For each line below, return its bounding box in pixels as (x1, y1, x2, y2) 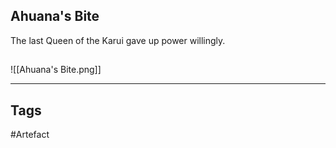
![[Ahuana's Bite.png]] (10, 64, 102, 76)
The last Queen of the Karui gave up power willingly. (10, 34, 226, 46)
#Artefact (10, 129, 50, 141)
